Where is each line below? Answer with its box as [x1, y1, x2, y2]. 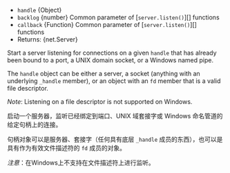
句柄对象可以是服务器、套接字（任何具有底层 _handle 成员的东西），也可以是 [7, 135, 223, 143]
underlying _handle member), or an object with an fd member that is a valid [7, 77, 221, 85]
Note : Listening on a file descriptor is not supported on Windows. [7, 98, 193, 106]
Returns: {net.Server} [17, 35, 78, 44]
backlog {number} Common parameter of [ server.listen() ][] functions [17, 13, 220, 21]
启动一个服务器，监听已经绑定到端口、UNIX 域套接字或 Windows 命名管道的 [7, 112, 223, 120]
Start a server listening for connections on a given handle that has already [7, 48, 217, 57]
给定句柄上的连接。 [7, 120, 62, 129]
